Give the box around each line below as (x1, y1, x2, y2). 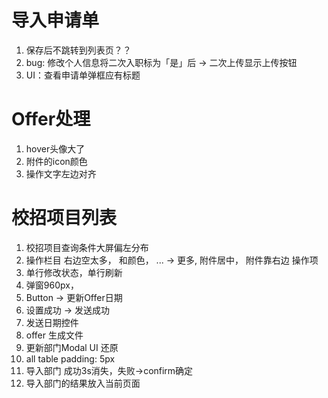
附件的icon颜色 (25, 155, 88, 167)
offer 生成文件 (25, 329, 84, 341)
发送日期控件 (25, 316, 79, 328)
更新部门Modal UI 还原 (25, 341, 119, 353)
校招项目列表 (11, 207, 118, 230)
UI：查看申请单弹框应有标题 (25, 69, 141, 81)
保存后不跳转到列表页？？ (25, 44, 132, 56)
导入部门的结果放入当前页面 (25, 377, 141, 389)
